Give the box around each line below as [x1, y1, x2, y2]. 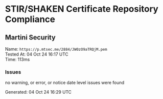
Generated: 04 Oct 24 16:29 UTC [5, 89, 72, 95]
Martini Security [5, 33, 56, 41]
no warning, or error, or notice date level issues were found [5, 79, 125, 86]
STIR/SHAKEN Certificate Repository [5, 3, 159, 15]
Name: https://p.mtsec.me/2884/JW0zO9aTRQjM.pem [5, 46, 108, 52]
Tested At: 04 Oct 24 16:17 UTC [5, 51, 69, 57]
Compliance [5, 14, 55, 25]
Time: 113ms [5, 57, 30, 62]
